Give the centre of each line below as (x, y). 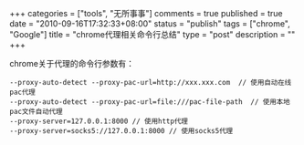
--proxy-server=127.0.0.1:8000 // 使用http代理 (99, 121)
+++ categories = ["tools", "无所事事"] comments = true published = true (146, 13)
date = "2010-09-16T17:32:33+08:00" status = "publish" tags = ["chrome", (150, 24)
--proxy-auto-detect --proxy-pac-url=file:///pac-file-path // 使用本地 (150, 102)
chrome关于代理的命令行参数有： (72, 63)
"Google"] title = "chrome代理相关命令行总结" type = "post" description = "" (152, 34)
